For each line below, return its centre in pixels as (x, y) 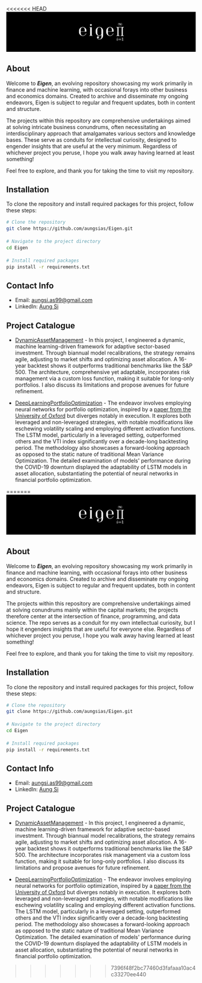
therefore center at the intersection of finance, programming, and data (93, 616)
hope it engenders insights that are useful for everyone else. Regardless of (99, 629)
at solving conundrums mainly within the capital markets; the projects (92, 610)
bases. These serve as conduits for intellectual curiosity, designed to (91, 140)
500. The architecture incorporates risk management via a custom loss (103, 855)
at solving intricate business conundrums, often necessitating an (86, 127)
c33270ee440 (129, 975)
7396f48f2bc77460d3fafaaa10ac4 (153, 968)
